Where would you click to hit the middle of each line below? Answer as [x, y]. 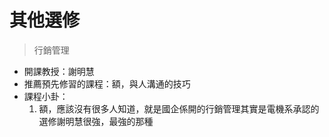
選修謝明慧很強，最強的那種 [96, 121]
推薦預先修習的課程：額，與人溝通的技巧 [107, 83]
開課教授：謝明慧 [59, 71]
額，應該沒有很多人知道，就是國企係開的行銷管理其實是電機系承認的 [179, 108]
